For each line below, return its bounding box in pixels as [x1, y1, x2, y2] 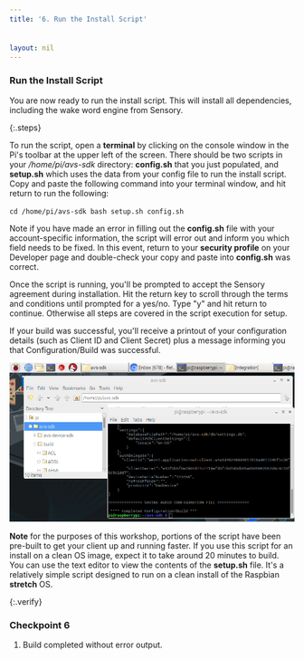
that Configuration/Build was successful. [9, 344, 161, 355]
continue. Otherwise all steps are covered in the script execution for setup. [9, 308, 288, 319]
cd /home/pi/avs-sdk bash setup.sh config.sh [9, 206, 184, 216]
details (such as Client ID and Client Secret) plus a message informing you [9, 335, 287, 346]
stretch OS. [9, 578, 53, 589]
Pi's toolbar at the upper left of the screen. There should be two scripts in [9, 149, 283, 160]
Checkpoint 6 [9, 618, 71, 631]
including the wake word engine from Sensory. [9, 104, 184, 115]
